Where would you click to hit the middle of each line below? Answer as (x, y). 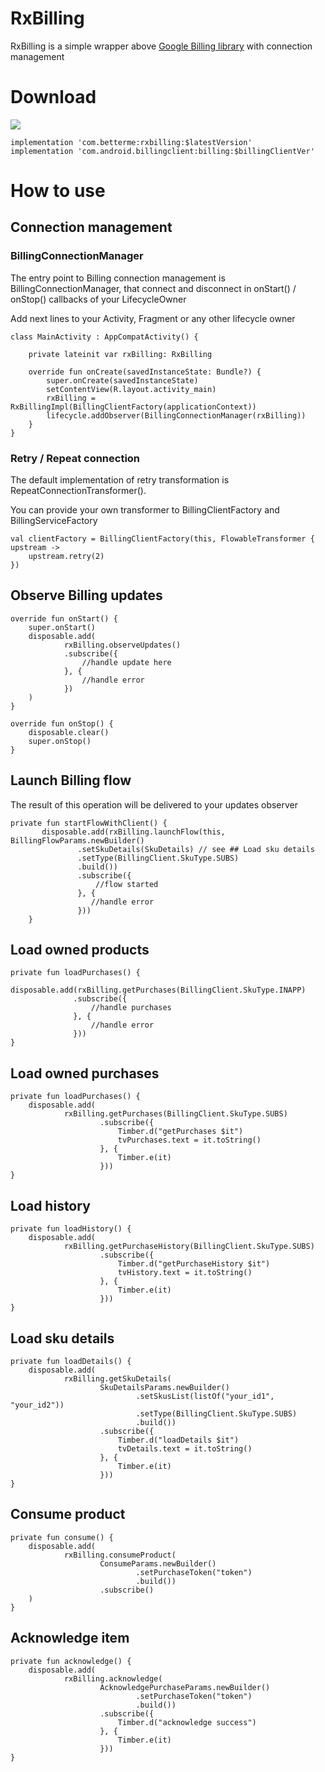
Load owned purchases (85, 1073)
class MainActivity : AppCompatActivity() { (104, 337)
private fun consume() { (62, 1537)
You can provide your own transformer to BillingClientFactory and (145, 510)
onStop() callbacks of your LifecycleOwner (98, 299)
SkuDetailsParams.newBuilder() (164, 1387)
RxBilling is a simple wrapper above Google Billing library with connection (161, 46)
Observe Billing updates (86, 595)
